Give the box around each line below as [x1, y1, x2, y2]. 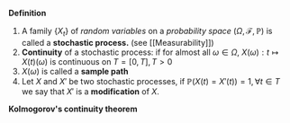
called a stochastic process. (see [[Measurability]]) [21, 37, 214, 48]
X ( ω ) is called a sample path [21, 66, 129, 76]
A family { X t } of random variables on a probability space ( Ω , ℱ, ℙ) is [21, 26, 273, 39]
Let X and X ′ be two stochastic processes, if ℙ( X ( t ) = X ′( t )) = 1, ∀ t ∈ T [21, 75, 281, 86]
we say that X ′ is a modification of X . [21, 85, 159, 97]
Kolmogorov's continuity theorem [8, 103, 138, 114]
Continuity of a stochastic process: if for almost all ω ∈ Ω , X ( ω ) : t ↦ [21, 47, 279, 57]
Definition [8, 8, 47, 18]
